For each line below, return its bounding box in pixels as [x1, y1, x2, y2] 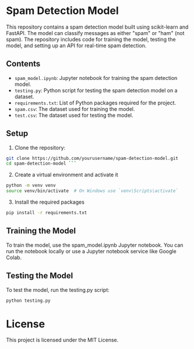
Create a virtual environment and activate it [14, 171, 118, 179]
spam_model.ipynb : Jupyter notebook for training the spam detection [14, 74, 178, 81]
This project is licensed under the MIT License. [6, 337, 119, 344]
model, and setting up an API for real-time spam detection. [6, 42, 147, 49]
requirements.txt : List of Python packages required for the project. [14, 99, 177, 106]
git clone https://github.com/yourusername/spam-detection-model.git [6, 155, 179, 161]
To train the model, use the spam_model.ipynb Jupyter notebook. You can [6, 241, 184, 249]
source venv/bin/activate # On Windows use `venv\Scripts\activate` [6, 188, 179, 194]
